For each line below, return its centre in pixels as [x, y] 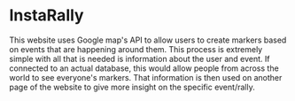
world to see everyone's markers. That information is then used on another [146, 77]
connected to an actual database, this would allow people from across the [144, 68]
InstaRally [47, 16]
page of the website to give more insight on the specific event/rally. [132, 87]
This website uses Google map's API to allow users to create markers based [148, 40]
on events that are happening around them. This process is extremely [136, 49]
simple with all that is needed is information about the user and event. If [140, 58]
